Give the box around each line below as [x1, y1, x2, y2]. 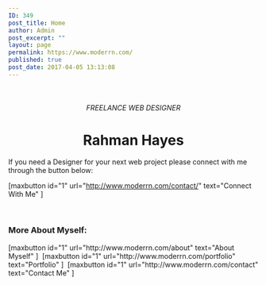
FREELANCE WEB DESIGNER [86, 103, 181, 113]
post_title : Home [8, 19, 66, 27]
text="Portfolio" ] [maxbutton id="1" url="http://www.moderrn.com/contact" [8, 260, 259, 269]
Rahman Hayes [83, 131, 184, 149]
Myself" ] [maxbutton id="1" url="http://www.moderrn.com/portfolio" [8, 251, 236, 260]
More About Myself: [8, 225, 87, 236]
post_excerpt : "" [8, 33, 66, 42]
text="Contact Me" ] [8, 268, 75, 278]
